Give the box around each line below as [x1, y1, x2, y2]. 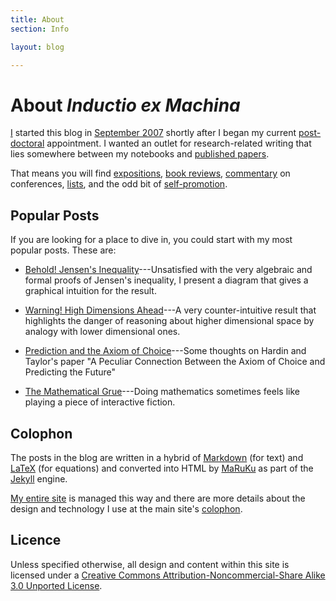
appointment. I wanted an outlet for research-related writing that [46, 137, 312, 150]
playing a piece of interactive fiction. [24, 396, 176, 408]
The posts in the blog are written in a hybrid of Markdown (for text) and [10, 451, 304, 463]
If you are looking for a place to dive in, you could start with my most [10, 234, 293, 246]
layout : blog [10, 42, 65, 52]
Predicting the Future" [24, 366, 117, 378]
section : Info [10, 24, 70, 34]
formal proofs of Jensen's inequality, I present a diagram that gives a [24, 274, 309, 286]
